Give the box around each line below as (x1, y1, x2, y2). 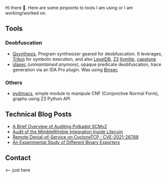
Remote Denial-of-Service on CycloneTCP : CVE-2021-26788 (12, 134, 139, 140)
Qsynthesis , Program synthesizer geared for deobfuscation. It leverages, (12, 50, 162, 57)
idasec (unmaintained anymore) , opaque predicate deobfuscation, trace (12, 61, 161, 67)
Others (5, 79, 22, 86)
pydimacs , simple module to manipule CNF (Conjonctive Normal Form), (12, 90, 159, 96)
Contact (5, 154, 31, 162)
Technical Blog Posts (5, 110, 72, 119)
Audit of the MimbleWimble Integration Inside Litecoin (12, 129, 123, 135)
